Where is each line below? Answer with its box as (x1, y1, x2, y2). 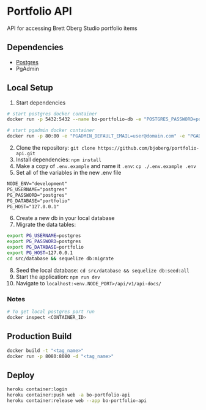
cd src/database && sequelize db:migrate (7, 255, 114, 262)
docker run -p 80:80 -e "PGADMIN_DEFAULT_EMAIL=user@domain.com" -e (7, 133, 185, 139)
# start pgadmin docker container (7, 127, 95, 134)
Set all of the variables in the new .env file (15, 169, 122, 177)
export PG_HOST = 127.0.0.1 (7, 250, 73, 256)
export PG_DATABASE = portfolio (7, 244, 84, 251)
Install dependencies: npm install (15, 156, 101, 163)
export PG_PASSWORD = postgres (7, 238, 81, 245)
